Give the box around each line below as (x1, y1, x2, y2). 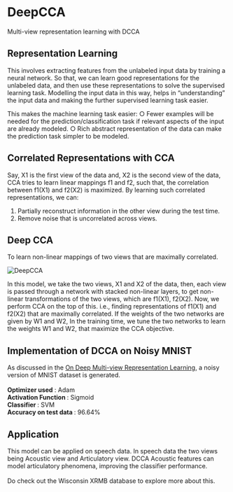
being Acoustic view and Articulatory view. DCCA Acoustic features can (7, 454, 215, 463)
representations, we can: (7, 193, 79, 202)
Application (7, 428, 59, 440)
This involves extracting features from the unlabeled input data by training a (7, 66, 226, 74)
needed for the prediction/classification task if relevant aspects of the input (7, 117, 225, 125)
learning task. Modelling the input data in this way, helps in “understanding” (7, 88, 225, 97)
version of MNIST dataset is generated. (7, 371, 121, 379)
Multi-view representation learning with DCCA (7, 27, 140, 36)
